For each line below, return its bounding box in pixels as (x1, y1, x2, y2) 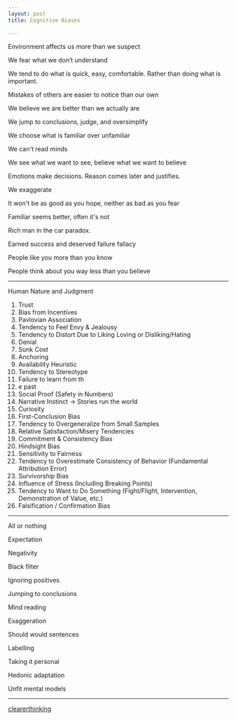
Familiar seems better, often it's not (8, 213, 110, 221)
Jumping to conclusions (8, 590, 78, 598)
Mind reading (8, 603, 46, 611)
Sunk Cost (18, 345, 48, 354)
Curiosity (18, 405, 45, 413)
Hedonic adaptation (8, 671, 65, 679)
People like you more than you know (8, 254, 113, 262)
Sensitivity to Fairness (18, 450, 83, 458)
